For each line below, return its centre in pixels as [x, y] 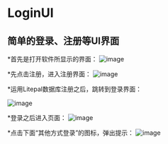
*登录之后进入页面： [37, 118]
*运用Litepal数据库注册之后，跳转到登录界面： [74, 89]
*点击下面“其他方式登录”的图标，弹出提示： [71, 133]
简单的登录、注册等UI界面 [63, 41]
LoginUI [31, 13]
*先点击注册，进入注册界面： [50, 74]
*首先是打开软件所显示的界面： [52, 59]
